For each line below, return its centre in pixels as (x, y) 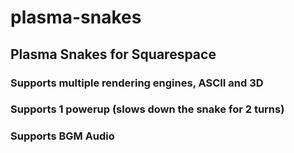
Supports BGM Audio (62, 136)
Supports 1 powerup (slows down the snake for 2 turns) (147, 109)
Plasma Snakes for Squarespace (113, 54)
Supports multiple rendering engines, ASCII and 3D (137, 83)
